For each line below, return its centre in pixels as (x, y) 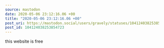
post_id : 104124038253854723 (35, 28)
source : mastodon (23, 9)
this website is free (24, 41)
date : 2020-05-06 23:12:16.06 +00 (40, 14)
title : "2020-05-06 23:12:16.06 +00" (43, 18)
